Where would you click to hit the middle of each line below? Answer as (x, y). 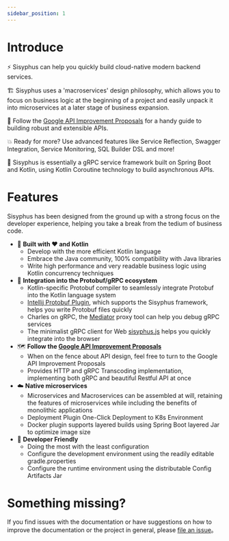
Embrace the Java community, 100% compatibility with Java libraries (124, 258)
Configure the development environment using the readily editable (121, 453)
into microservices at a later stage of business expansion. (88, 108)
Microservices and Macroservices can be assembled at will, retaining (125, 395)
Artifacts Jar (45, 475)
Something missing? (67, 503)
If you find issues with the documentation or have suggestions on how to (109, 522)
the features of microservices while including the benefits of (112, 403)
